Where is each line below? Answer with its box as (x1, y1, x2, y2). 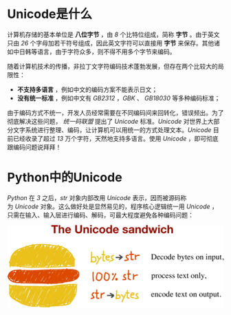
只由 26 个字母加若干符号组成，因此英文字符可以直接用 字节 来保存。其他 (7, 39, 214, 47)
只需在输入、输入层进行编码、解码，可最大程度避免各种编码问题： (7, 210, 194, 219)
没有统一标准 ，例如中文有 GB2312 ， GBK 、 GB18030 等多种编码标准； (16, 94, 221, 102)
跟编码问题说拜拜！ (7, 142, 62, 151)
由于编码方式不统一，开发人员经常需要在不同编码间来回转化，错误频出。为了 (7, 108, 224, 117)
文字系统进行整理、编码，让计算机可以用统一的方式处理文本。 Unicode (12, 125, 212, 134)
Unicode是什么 (7, 6, 93, 22)
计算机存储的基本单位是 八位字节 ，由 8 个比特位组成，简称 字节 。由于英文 (7, 30, 220, 39)
